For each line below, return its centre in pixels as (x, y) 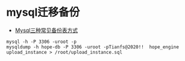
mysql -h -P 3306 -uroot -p (42, 42)
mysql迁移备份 (43, 12)
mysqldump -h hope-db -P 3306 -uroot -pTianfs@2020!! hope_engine (93, 47)
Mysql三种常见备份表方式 (46, 30)
